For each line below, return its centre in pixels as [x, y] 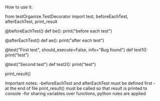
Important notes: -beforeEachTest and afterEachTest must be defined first [79, 83]
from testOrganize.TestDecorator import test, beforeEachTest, [67, 16]
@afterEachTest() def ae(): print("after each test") [55, 40]
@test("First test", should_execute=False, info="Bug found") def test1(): [76, 50]
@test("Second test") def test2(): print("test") [50, 64]
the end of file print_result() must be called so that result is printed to [79, 88]
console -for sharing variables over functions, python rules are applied [76, 93]
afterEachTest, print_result [31, 22]
